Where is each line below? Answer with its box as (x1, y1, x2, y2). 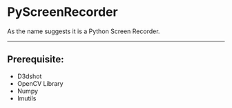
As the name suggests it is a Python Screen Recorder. (7, 27, 160, 35)
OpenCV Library (17, 79, 64, 87)
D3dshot (17, 72, 42, 80)
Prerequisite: (7, 53, 64, 66)
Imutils (17, 94, 37, 102)
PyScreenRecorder (7, 4, 119, 20)
